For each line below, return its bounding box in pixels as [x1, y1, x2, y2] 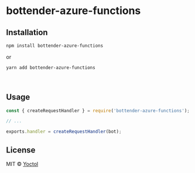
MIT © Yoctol [6, 161, 39, 167]
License [6, 145, 36, 155]
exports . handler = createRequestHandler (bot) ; [6, 129, 122, 135]
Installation [6, 27, 48, 37]
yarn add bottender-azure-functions [6, 64, 95, 71]
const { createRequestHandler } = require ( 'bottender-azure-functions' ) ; [6, 108, 190, 113]
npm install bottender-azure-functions [6, 43, 104, 49]
